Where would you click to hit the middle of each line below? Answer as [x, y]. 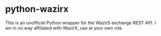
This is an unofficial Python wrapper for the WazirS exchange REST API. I [81, 23]
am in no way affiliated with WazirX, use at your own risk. [64, 28]
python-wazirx [37, 9]
